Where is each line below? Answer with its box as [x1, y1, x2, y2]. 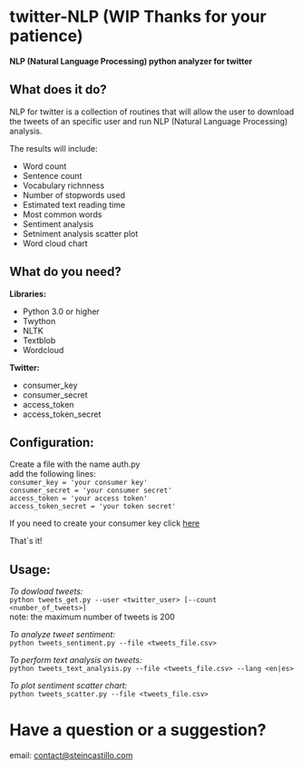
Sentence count [22, 170, 83, 181]
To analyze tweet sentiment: [9, 629, 116, 640]
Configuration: [9, 434, 94, 450]
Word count [22, 161, 67, 172]
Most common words [22, 209, 103, 220]
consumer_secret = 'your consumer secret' [9, 486, 172, 496]
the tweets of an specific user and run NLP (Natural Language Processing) [9, 115, 288, 126]
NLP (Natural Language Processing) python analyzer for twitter [9, 55, 252, 66]
